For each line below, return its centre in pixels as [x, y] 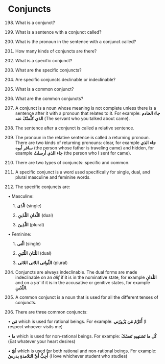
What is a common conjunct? [44, 89]
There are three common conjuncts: [51, 312]
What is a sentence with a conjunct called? [58, 32]
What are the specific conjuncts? [48, 70]
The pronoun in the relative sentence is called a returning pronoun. [82, 137]
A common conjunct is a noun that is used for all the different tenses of [87, 297]
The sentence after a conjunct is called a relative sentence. [75, 128]
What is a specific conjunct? [44, 60]
